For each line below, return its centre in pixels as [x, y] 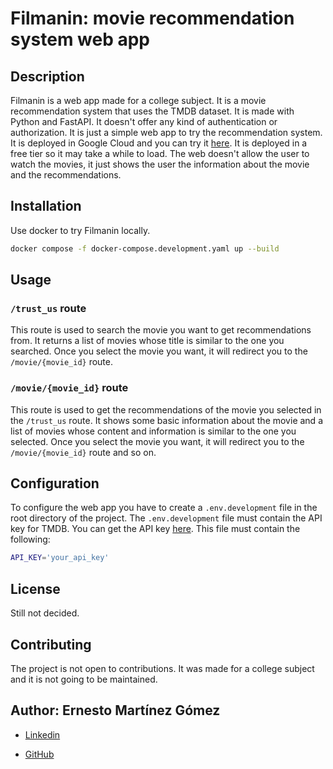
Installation [46, 206]
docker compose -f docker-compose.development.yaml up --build [145, 248]
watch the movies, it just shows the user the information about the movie [160, 164]
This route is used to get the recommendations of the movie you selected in [166, 409]
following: [30, 539]
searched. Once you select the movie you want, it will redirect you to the [159, 351]
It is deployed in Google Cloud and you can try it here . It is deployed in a [159, 143]
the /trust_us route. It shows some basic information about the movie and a [166, 420]
